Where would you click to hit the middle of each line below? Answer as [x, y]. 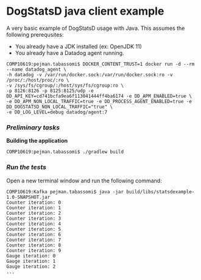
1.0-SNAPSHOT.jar [28, 197]
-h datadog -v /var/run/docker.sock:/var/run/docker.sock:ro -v [90, 74]
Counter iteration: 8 [34, 245]
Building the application [37, 141]
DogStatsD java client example [85, 11]
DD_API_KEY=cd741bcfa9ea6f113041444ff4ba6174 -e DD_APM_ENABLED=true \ [99, 96]
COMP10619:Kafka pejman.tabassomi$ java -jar [65, 192]
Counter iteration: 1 [34, 208]
